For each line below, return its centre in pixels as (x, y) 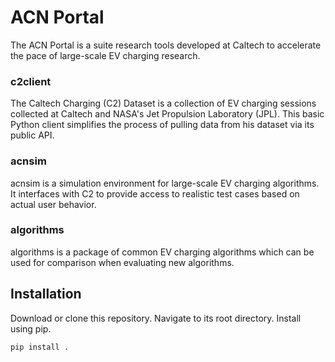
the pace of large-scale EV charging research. (105, 55)
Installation (46, 294)
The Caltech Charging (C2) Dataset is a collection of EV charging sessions (163, 103)
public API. (32, 135)
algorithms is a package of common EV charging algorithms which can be (162, 252)
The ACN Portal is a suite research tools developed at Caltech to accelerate (166, 45)
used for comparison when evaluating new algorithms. (122, 262)
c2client (31, 81)
